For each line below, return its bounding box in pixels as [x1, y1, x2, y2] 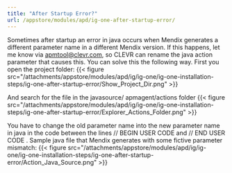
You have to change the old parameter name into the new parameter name [7, 121, 220, 129]
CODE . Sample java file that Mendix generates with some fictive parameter [7, 136, 223, 144]
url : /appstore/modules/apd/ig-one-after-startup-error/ [7, 17, 176, 24]
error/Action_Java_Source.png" [7, 158, 97, 166]
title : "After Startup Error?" [7, 10, 98, 17]
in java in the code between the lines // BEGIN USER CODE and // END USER [7, 129, 226, 137]
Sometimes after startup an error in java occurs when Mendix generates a [7, 35, 219, 44]
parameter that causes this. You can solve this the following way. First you [7, 57, 219, 66]
